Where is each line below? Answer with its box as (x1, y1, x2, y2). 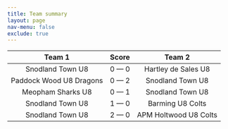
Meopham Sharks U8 (22, 87, 92, 97)
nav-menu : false (7, 23, 55, 30)
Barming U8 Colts (147, 99, 207, 109)
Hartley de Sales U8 (144, 64, 210, 74)
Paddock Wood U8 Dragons (11, 75, 103, 85)
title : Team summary (7, 10, 68, 18)
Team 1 (44, 52, 70, 62)
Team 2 (164, 52, 190, 62)
